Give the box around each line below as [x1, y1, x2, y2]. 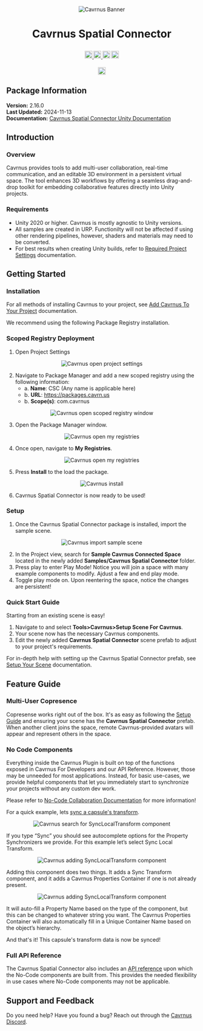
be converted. [15, 238, 50, 245]
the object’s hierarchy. [6, 924, 62, 932]
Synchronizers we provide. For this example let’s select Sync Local [6, 838, 173, 846]
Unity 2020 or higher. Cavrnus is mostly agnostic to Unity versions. [15, 219, 183, 226]
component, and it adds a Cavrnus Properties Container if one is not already [6, 875, 197, 882]
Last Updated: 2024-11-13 [6, 108, 72, 115]
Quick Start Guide [6, 598, 60, 606]
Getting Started [6, 269, 66, 279]
